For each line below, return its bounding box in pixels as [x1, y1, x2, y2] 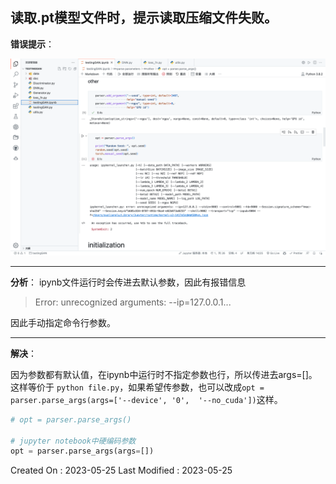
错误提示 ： [10, 38, 55, 50]
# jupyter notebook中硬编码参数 [10, 436, 137, 446]
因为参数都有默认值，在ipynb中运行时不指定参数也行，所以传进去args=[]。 [10, 368, 318, 380]
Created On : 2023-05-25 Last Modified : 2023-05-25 [10, 464, 233, 477]
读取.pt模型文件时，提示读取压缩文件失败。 [10, 9, 278, 27]
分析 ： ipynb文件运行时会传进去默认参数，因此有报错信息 [10, 276, 247, 288]
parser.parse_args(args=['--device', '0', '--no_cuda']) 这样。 [10, 393, 283, 405]
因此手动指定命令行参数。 [10, 316, 116, 328]
